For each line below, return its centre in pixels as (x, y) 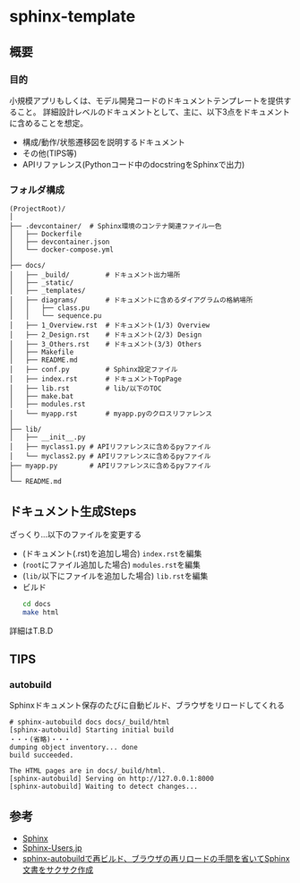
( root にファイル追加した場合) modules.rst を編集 (111, 564)
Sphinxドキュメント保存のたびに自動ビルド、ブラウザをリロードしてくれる (147, 706)
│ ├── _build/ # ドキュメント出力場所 (95, 275)
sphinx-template (73, 17)
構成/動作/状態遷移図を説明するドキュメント (103, 141)
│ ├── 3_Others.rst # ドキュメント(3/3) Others (106, 345)
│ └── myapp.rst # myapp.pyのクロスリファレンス (111, 414)
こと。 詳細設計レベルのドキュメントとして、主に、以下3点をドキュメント (154, 111)
